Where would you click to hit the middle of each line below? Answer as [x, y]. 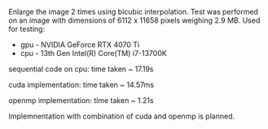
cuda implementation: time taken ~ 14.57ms [81, 85]
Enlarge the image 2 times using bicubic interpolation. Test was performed [134, 12]
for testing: [27, 29]
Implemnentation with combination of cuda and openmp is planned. [122, 116]
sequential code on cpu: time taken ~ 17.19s [81, 69]
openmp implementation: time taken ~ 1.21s [81, 100]
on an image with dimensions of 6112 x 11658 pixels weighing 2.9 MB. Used [134, 20]
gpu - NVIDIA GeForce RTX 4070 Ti [80, 45]
